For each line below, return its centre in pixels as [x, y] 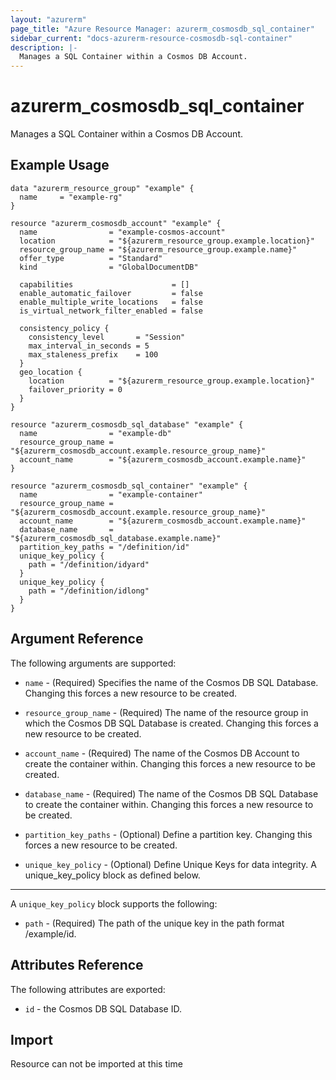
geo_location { [51, 372]
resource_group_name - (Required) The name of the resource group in [166, 712]
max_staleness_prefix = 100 [93, 354]
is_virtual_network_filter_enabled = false [111, 311]
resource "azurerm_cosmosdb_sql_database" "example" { [127, 424]
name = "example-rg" [71, 197]
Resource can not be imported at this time [96, 1064]
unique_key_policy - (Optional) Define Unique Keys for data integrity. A [170, 864]
